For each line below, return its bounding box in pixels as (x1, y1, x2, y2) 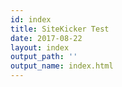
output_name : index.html (10, 61, 114, 71)
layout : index (10, 42, 70, 53)
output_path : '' (10, 52, 78, 62)
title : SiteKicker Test (10, 24, 110, 34)
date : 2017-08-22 (10, 33, 83, 43)
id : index (10, 14, 52, 25)
